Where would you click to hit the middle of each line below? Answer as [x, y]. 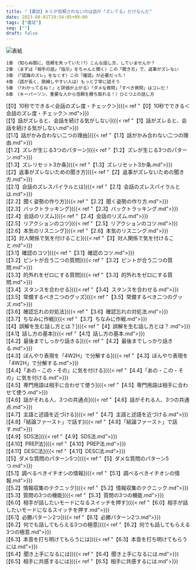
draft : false [22, 33]
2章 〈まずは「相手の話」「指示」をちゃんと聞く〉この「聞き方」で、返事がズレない [92, 69]
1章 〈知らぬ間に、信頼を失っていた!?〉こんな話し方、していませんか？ [81, 63]
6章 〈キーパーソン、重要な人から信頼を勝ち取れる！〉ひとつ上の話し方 [80, 95]
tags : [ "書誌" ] [24, 22]
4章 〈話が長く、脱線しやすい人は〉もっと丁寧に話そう [63, 82]
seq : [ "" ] [18, 28]
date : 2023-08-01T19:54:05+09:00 [47, 17]
